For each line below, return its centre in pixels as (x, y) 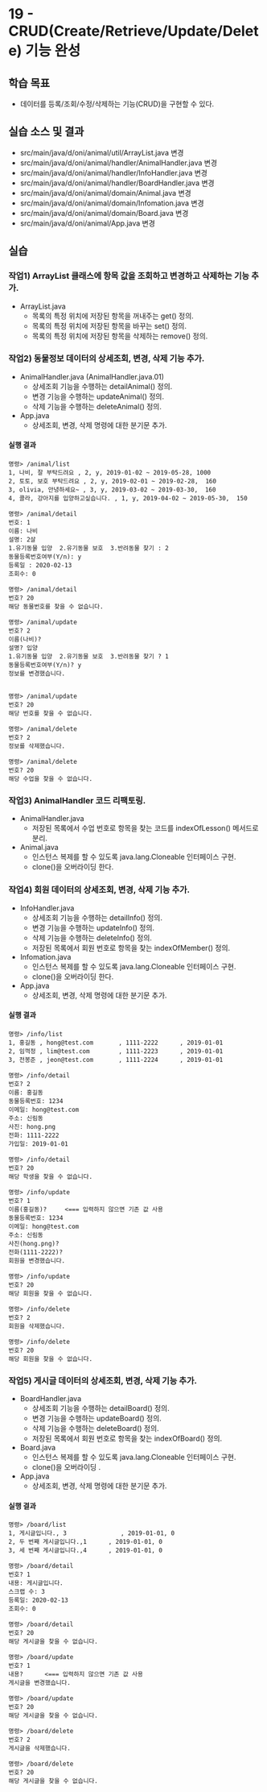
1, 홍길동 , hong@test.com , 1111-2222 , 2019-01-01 (116, 1043)
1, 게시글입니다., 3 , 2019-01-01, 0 (92, 1533)
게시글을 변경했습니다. (39, 1683)
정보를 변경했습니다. (37, 674)
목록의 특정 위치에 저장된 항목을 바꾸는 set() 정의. (109, 326)
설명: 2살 (22, 540)
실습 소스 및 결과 (46, 132)
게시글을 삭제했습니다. (39, 1748)
